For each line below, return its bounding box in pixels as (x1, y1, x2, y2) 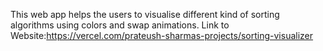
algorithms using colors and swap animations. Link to (10, 19, 230, 31)
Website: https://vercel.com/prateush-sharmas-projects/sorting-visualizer (10, 30, 314, 41)
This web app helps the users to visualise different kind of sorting (10, 9, 280, 20)
